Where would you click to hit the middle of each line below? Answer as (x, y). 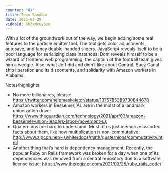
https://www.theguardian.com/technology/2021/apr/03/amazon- (79, 116)
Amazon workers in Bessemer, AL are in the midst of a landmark (79, 105)
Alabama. (15, 75)
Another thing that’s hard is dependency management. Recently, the (83, 148)
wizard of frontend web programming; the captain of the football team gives (83, 59)
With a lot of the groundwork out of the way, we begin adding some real (79, 38)
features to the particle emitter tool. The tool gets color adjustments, (76, 44)
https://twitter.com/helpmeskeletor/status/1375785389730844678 (81, 100)
